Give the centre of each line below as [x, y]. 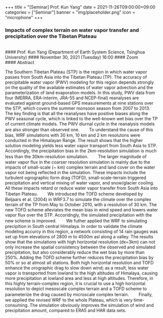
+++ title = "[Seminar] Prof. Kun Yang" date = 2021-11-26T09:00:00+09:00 [80, 7]
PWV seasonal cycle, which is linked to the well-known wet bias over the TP [81, 119]
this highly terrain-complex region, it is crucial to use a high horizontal [75, 284]
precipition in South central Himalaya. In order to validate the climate [74, 227]
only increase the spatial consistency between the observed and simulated [80, 247]
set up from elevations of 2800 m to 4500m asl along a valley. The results [79, 237]
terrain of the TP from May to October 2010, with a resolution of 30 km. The [81, 204]
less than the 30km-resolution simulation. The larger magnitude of [76, 157]
